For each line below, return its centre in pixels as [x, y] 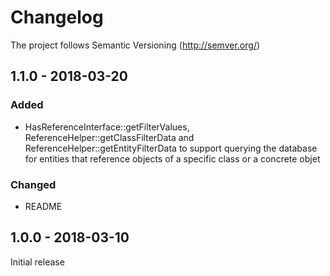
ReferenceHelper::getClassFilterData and [109, 137]
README [43, 206]
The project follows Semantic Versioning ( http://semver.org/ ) [135, 45]
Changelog [57, 17]
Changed [33, 184]
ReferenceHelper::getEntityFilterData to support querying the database [171, 148]
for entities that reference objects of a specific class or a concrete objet [172, 158]
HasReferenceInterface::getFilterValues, [107, 127]
